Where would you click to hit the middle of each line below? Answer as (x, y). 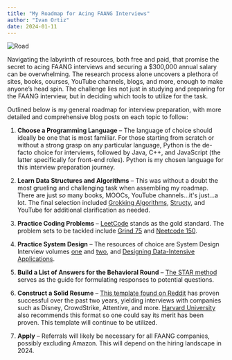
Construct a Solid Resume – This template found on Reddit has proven (118, 293)
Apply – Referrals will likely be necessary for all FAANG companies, (113, 336)
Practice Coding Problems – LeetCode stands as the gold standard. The (121, 224)
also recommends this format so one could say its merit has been (110, 315)
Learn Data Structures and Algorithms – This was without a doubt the (117, 181)
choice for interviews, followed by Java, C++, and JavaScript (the (127, 152)
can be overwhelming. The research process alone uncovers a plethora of (113, 74)
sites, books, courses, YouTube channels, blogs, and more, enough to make (115, 82)
